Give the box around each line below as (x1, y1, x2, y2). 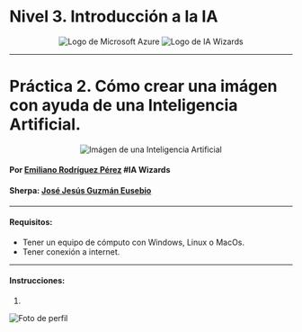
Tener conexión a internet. (22, 246, 120, 257)
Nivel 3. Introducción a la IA (9, 6, 218, 27)
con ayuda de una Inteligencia (9, 95, 238, 116)
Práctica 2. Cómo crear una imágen (9, 76, 278, 96)
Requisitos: (9, 217, 53, 228)
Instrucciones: (9, 275, 66, 286)
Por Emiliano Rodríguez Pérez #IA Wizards (9, 165, 171, 175)
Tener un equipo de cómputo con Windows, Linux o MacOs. (22, 237, 245, 247)
